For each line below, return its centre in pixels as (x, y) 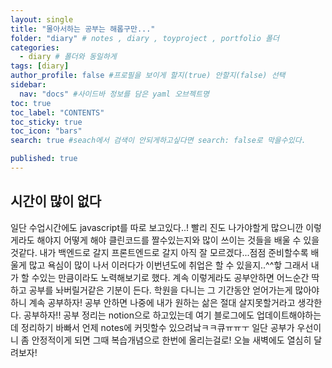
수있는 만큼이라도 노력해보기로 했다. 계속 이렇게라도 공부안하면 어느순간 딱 (175, 277)
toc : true (31, 103)
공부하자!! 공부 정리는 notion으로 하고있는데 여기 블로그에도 (139, 315)
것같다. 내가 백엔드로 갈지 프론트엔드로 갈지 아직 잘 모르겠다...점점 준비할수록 (159, 252)
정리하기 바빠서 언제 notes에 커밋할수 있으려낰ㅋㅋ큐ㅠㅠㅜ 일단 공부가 (157, 327)
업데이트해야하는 (289, 315)
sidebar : (28, 85)
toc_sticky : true (46, 122)
